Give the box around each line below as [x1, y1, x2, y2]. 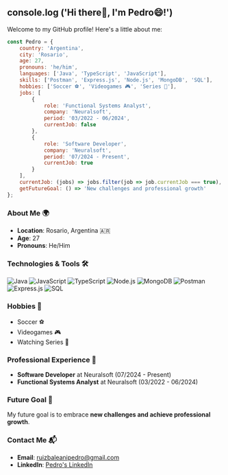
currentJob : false [43, 121, 97, 128]
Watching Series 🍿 [16, 338, 70, 346]
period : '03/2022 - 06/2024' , [43, 115, 130, 122]
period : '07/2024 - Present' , [43, 153, 130, 160]
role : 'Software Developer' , [43, 140, 127, 148]
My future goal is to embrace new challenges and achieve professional [7, 410, 211, 419]
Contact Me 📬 [7, 435, 58, 445]
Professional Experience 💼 [7, 355, 97, 364]
